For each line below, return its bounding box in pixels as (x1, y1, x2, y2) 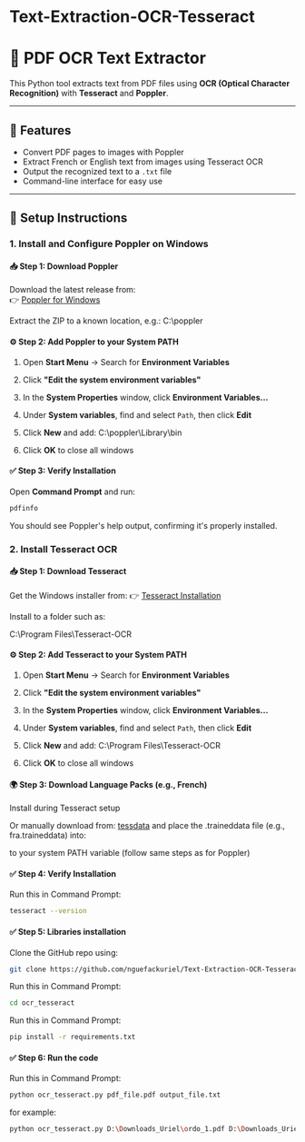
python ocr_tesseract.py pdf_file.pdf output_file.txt (9, 1090, 221, 1100)
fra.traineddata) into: (9, 829, 86, 841)
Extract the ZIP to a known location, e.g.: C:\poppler (9, 315, 203, 326)
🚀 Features (9, 123, 72, 138)
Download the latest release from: (9, 284, 136, 295)
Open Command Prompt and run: (9, 486, 136, 497)
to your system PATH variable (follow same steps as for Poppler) (9, 848, 251, 859)
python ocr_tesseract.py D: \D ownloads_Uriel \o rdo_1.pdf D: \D (9, 1125, 246, 1134)
